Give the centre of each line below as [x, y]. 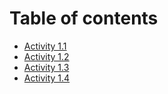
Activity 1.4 [47, 78]
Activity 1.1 [45, 46]
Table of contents [84, 18]
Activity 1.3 [46, 67]
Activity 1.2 [46, 56]
